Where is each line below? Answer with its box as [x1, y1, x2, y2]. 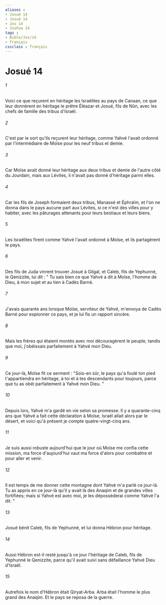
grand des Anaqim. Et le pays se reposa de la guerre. [5, 594, 113, 600]
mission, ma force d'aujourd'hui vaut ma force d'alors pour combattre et [5, 450, 153, 456]
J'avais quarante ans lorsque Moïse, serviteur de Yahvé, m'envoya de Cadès [5, 306, 162, 312]
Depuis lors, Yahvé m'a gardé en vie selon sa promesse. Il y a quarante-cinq [5, 407, 161, 413]
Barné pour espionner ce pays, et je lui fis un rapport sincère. [5, 311, 130, 317]
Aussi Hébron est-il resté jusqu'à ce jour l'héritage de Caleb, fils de [5, 551, 142, 557]
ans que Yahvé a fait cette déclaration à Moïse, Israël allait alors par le [5, 413, 148, 419]
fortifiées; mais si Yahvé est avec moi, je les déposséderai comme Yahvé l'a [5, 493, 160, 499]
